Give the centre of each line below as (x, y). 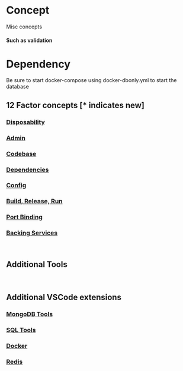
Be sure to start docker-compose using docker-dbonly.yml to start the (91, 80)
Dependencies (28, 170)
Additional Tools (37, 264)
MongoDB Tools (30, 314)
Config (16, 185)
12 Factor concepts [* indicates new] (76, 105)
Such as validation (29, 40)
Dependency (38, 64)
